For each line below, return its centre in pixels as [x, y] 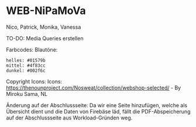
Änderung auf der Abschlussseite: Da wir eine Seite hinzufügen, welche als [97, 105]
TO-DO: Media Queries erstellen [45, 38]
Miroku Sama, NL [27, 94]
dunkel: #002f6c [26, 71]
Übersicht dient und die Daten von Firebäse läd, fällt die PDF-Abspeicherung [98, 111]
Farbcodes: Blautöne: [32, 49]
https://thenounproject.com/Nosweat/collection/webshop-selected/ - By [94, 87]
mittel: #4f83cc [26, 66]
